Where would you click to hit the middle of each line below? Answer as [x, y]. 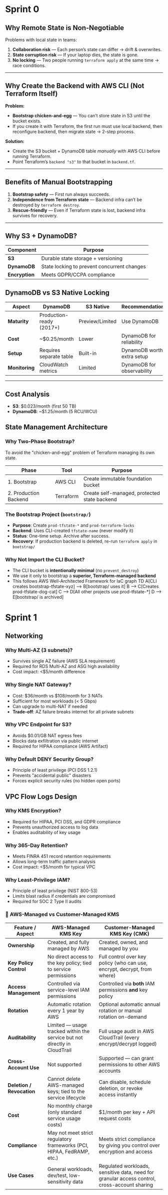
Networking [24, 636]
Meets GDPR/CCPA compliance [78, 275]
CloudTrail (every [119, 1038]
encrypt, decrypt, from [125, 969]
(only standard [64, 1112]
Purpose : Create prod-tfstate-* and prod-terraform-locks [73, 526]
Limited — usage [67, 1025]
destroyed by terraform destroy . [46, 205]
